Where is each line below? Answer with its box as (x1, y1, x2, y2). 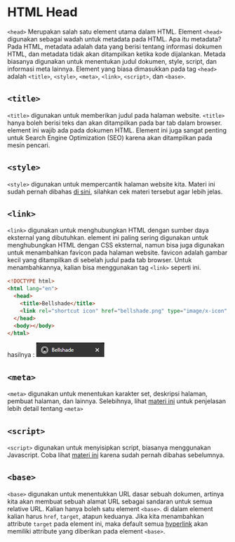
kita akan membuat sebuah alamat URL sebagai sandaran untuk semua (7, 497, 213, 506)
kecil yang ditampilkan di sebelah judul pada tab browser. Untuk (7, 256, 192, 264)
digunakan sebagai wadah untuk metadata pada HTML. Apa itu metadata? (7, 34, 222, 43)
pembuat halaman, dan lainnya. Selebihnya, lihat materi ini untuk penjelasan (7, 397, 227, 405)
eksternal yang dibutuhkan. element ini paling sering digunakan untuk (7, 233, 209, 242)
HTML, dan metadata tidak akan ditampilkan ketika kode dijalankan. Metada (7, 50, 226, 58)
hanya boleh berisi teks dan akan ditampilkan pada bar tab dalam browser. (7, 118, 222, 127)
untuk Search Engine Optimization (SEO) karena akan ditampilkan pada (7, 133, 213, 142)
